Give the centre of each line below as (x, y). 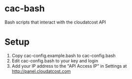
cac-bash (25, 9)
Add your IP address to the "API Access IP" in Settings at (69, 66)
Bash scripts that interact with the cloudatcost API (55, 22)
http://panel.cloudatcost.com (41, 71)
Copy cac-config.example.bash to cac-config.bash (64, 55)
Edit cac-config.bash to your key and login (55, 61)
